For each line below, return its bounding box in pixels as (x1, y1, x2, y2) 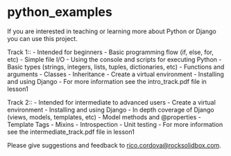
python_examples (7, 4, 112, 20)
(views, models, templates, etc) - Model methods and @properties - (7, 112, 201, 121)
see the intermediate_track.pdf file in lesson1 (7, 128, 135, 136)
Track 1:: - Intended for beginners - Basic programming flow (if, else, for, (7, 48, 214, 56)
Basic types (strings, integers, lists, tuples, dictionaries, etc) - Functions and (7, 62, 225, 71)
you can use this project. (7, 34, 78, 42)
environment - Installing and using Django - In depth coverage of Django (7, 105, 214, 114)
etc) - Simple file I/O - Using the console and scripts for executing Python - (7, 55, 222, 63)
